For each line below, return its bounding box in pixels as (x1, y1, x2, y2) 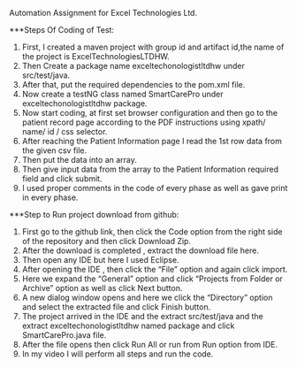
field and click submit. (21, 173, 103, 184)
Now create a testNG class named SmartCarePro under (21, 88, 224, 99)
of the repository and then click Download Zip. (21, 236, 192, 246)
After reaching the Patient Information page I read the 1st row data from (21, 136, 283, 146)
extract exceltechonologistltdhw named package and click (21, 320, 235, 331)
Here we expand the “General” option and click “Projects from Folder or (21, 273, 283, 284)
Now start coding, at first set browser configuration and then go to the (21, 108, 278, 118)
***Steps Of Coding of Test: (9, 25, 115, 34)
